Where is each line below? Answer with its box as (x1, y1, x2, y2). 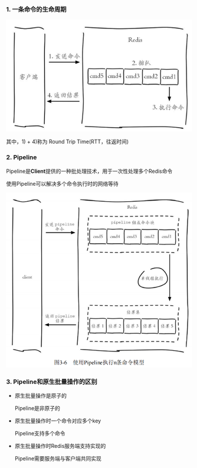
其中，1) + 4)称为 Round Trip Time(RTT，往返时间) (6, 138, 129, 146)
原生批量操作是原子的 (14, 392, 67, 399)
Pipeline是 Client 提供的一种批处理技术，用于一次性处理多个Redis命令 (6, 167, 173, 175)
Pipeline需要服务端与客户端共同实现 (14, 455, 102, 462)
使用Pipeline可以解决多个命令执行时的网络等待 (6, 180, 119, 187)
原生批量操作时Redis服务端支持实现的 (14, 443, 106, 450)
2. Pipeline (6, 153, 37, 162)
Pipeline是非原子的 (14, 405, 61, 412)
